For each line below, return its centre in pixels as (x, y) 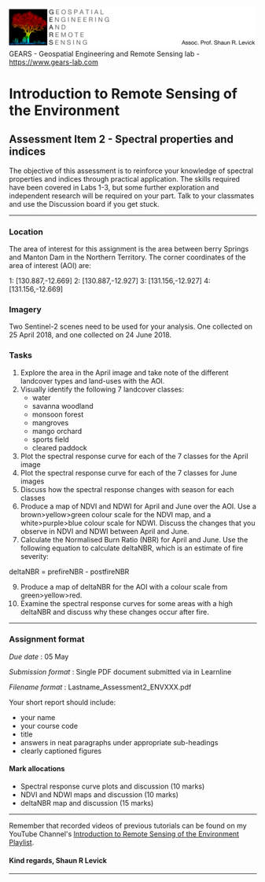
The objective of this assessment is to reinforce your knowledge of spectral (131, 171)
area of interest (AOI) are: (50, 265)
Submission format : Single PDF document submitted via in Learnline (120, 671)
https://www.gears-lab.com (54, 62)
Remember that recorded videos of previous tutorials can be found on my (128, 826)
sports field (50, 439)
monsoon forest (58, 414)
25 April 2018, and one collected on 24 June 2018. (90, 335)
